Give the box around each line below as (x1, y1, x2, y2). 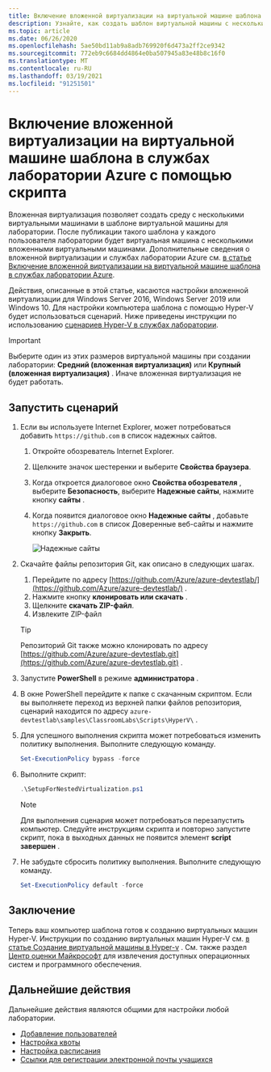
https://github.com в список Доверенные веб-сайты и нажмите (31, 519, 254, 529)
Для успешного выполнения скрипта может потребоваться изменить (19, 731, 261, 740)
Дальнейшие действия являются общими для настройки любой (8, 1004, 230, 1014)
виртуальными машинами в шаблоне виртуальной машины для (8, 218, 228, 228)
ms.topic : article (8, 27, 70, 35)
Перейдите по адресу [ (31, 575, 112, 585)
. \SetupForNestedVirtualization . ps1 (19, 786, 144, 794)
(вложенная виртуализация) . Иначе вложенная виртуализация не (8, 369, 242, 379)
